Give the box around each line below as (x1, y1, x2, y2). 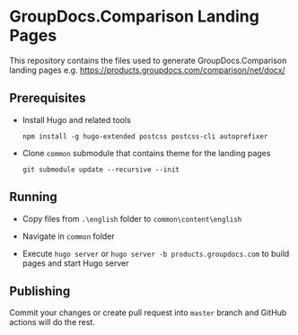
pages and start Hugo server (22, 258, 129, 269)
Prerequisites (9, 91, 86, 106)
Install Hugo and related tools (22, 114, 132, 125)
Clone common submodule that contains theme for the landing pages (22, 147, 271, 158)
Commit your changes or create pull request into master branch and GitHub (9, 307, 287, 318)
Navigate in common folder (22, 231, 115, 242)
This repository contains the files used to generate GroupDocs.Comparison (9, 55, 287, 66)
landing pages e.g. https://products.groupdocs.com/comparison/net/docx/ (9, 65, 285, 75)
